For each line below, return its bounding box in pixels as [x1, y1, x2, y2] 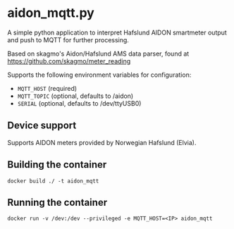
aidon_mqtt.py [7, 5, 95, 21]
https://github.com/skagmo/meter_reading [7, 56, 131, 65]
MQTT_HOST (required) [17, 84, 78, 92]
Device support [7, 120, 77, 132]
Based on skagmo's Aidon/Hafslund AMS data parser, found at [7, 49, 190, 58]
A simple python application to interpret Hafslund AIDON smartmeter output [7, 28, 227, 37]
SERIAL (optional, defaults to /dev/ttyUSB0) [17, 99, 142, 107]
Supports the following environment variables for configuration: [7, 70, 192, 79]
